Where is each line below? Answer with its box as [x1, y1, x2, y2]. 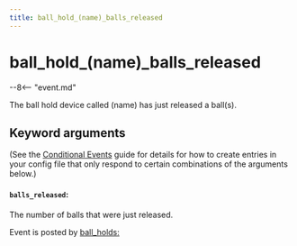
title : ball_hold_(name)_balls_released [9, 13, 164, 23]
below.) [9, 169, 37, 179]
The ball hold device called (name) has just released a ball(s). [9, 99, 237, 110]
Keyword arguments [9, 125, 126, 141]
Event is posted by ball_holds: [9, 226, 120, 237]
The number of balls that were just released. [9, 209, 174, 220]
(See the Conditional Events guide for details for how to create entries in [9, 150, 277, 160]
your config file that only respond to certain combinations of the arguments [9, 159, 288, 169]
